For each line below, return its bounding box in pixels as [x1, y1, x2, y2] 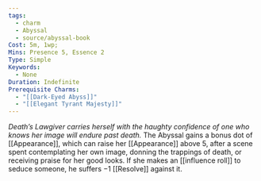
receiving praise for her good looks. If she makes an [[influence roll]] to [8, 156, 241, 165]
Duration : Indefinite [8, 78, 80, 86]
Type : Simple [8, 56, 52, 64]
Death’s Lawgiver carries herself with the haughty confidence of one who [8, 122, 250, 132]
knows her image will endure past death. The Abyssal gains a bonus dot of [8, 130, 253, 140]
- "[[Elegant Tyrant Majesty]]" [15, 100, 123, 108]
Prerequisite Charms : [8, 85, 80, 94]
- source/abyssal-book [15, 33, 90, 42]
